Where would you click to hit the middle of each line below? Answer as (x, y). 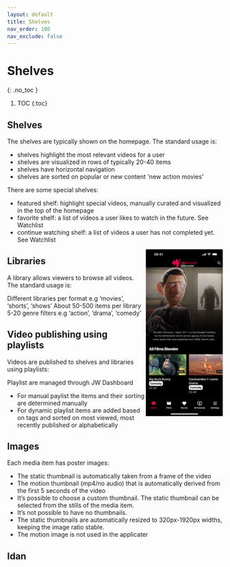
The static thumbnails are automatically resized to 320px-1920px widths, (119, 520)
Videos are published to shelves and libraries (71, 362)
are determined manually (52, 403)
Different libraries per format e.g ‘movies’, (66, 298)
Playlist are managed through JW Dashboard (70, 382)
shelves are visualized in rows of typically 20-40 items (94, 162)
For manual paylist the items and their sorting (81, 395)
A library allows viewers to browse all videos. (71, 277)
